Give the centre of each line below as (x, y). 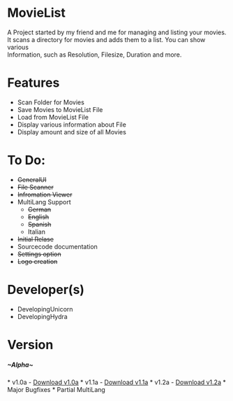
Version (30, 345)
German (39, 209)
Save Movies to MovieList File (60, 109)
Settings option (39, 254)
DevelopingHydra (42, 316)
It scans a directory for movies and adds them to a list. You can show (106, 39)
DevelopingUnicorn (45, 309)
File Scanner (35, 187)
